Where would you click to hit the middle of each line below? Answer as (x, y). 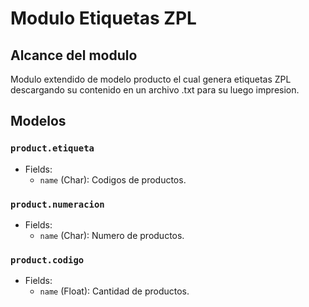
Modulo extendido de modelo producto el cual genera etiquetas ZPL (151, 79)
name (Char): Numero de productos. (112, 235)
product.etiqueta (52, 148)
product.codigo (47, 260)
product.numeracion (57, 204)
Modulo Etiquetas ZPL (103, 18)
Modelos (38, 121)
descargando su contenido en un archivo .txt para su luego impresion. (155, 90)
